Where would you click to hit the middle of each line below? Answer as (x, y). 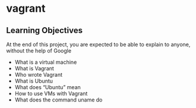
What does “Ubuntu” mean (48, 87)
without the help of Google (39, 51)
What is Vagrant (34, 68)
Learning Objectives (45, 30)
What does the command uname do (59, 100)
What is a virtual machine (46, 62)
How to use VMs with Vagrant (51, 94)
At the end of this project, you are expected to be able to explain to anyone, (98, 44)
